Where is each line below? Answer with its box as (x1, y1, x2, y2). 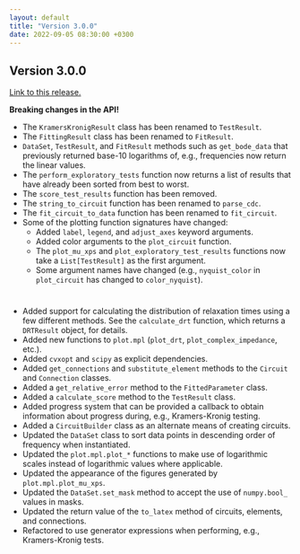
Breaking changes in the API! (9, 104, 119, 115)
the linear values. (21, 160, 87, 171)
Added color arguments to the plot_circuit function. (35, 236, 232, 247)
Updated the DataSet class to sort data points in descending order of (21, 430, 276, 441)
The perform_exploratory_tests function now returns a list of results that (21, 170, 291, 180)
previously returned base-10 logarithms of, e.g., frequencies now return (21, 150, 287, 162)
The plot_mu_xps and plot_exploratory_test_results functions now (35, 246, 287, 257)
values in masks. (21, 497, 84, 507)
